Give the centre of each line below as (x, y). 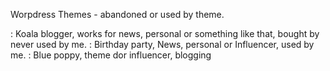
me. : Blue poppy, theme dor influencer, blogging (111, 55)
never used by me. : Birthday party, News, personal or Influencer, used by (162, 44)
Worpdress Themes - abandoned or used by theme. (117, 14)
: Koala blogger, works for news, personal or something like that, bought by (165, 33)
